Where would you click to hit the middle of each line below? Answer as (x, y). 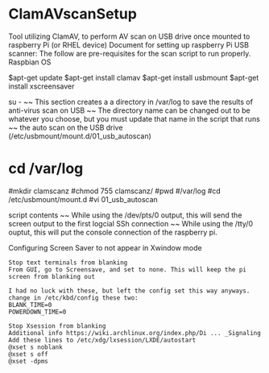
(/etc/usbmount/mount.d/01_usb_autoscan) (80, 136)
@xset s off (28, 354)
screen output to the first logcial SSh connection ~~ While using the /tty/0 (131, 223)
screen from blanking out (52, 276)
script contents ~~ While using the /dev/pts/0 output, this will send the (125, 215)
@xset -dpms (28, 361)
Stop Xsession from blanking (57, 326)
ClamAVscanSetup (72, 14)
